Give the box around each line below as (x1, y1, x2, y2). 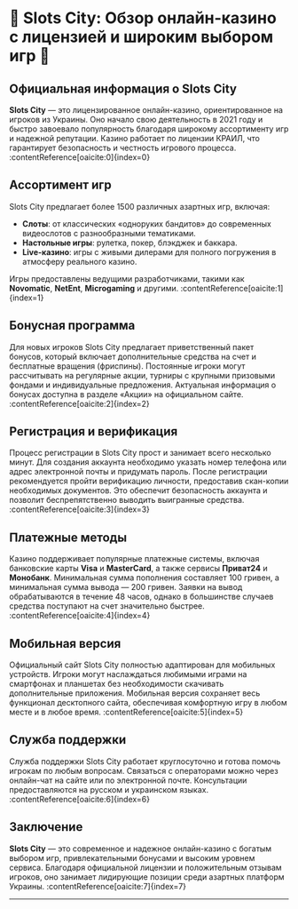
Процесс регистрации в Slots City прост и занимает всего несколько (9, 448, 272, 458)
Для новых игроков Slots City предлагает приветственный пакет (9, 341, 255, 352)
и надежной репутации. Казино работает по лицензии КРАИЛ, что (9, 133, 260, 143)
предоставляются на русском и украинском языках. (9, 784, 209, 794)
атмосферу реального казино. (21, 256, 137, 267)
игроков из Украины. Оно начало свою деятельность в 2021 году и (9, 115, 263, 124)
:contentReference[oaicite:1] (180, 283, 284, 293)
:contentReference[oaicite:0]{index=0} (9, 152, 151, 163)
